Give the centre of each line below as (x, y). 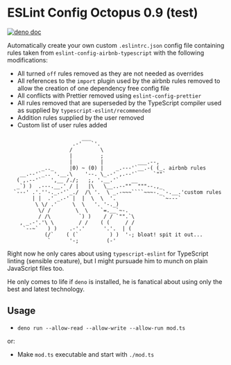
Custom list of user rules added (62, 125)
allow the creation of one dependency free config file (93, 88)
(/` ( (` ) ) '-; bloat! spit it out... (123, 234)
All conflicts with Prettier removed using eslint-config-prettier (109, 96)
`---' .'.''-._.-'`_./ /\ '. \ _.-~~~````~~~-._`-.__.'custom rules (118, 192)
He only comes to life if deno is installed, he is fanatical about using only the (115, 281)
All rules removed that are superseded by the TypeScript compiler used (119, 103)
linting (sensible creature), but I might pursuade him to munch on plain (108, 260)
